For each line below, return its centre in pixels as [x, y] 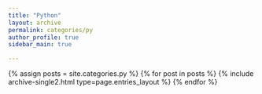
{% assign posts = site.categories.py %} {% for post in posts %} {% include [131, 74]
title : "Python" [35, 15]
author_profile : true [44, 37]
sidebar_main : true [40, 45]
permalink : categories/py [50, 30]
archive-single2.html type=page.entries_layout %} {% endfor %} [113, 82]
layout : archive [35, 23]
